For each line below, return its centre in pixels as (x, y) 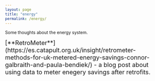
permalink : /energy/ (26, 19)
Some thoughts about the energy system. (47, 33)
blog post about (126, 65)
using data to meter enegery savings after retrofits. (78, 72)
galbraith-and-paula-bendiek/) (49, 65)
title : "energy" (21, 14)
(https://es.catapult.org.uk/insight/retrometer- (70, 50)
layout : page (18, 10)
